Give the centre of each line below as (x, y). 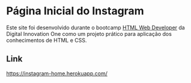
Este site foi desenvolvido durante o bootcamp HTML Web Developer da (95, 27)
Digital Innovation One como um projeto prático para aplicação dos (89, 33)
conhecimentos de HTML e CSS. (47, 40)
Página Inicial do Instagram (75, 11)
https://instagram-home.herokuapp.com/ (57, 73)
